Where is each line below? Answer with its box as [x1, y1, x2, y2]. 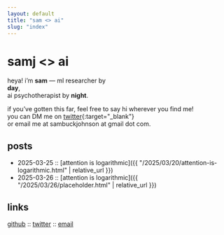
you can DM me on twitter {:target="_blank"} [7, 113, 134, 121]
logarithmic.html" [17, 166, 68, 175]
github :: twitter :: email [7, 220, 73, 228]
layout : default [7, 10, 55, 17]
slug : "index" [7, 23, 49, 30]
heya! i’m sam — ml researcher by [7, 76, 106, 85]
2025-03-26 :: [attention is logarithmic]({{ [17, 173, 139, 182]
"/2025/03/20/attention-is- [139, 159, 218, 167]
